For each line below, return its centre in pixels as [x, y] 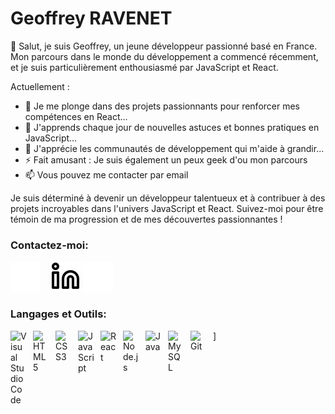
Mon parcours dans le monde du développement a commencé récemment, [164, 56]
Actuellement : [40, 86]
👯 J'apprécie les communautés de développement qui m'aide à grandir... [174, 148]
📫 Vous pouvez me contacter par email [106, 174]
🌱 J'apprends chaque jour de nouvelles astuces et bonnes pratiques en [172, 127]
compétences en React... [76, 116]
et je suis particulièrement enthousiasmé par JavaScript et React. [144, 67]
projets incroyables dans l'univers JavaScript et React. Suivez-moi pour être [167, 208]
